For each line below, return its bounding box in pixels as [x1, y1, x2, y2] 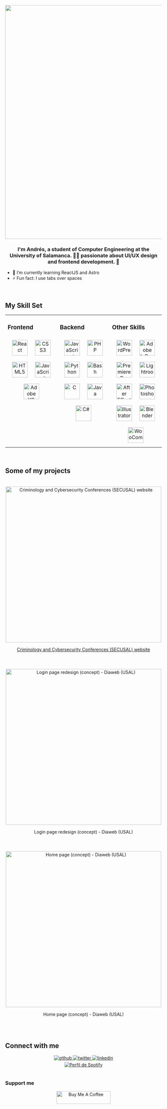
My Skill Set [5, 301, 43, 310]
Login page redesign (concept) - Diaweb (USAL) [34, 829, 133, 835]
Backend [60, 324, 85, 331]
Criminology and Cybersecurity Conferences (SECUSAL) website [16, 646, 151, 653]
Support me [5, 1080, 35, 1087]
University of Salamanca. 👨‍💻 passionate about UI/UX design [9, 252, 158, 259]
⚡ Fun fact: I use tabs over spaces [12, 275, 82, 281]
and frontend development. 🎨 [47, 258, 120, 265]
